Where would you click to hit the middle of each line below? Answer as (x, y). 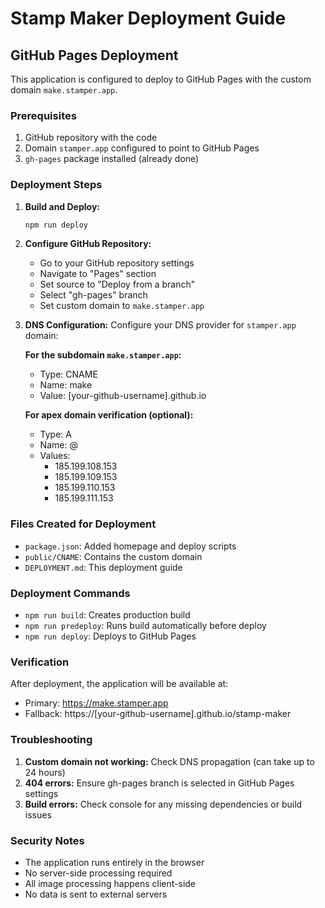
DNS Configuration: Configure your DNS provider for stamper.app (160, 325)
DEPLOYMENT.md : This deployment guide (103, 567)
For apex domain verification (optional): (109, 415)
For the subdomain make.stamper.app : (103, 355)
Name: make (66, 385)
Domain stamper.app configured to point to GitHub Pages (142, 148)
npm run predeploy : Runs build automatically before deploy (145, 626)
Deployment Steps (56, 185)
